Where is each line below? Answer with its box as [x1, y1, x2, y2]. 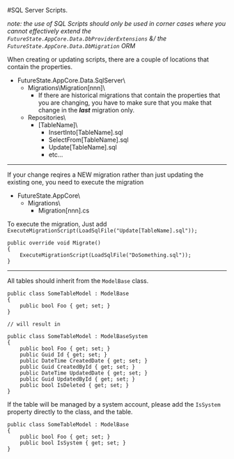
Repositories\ [27, 113, 66, 122]
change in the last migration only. [38, 106, 134, 114]
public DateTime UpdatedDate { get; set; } [19, 370, 148, 377]
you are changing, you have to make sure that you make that [38, 99, 212, 107]
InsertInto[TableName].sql [48, 129, 123, 136]
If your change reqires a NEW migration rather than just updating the [7, 170, 204, 179]
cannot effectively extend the [7, 27, 92, 35]
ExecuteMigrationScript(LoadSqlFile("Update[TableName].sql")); [7, 227, 198, 234]
